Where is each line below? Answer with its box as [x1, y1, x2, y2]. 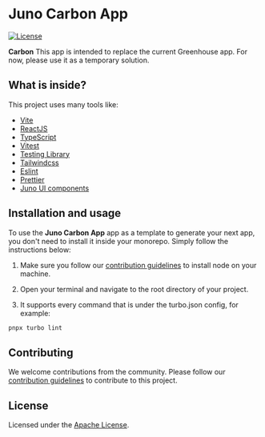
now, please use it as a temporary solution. [8, 55, 150, 65]
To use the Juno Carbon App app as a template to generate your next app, [8, 227, 255, 237]
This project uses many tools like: [8, 99, 118, 109]
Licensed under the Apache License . [8, 420, 130, 430]
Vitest [19, 141, 40, 150]
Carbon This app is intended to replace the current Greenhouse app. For [8, 46, 248, 56]
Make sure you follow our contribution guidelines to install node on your [19, 260, 257, 270]
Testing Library [19, 149, 70, 158]
